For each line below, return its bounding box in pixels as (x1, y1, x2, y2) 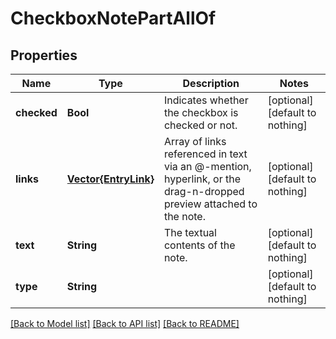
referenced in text (163, 147, 248, 161)
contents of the (163, 238, 236, 252)
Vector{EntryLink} (66, 172, 155, 186)
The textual (163, 226, 217, 239)
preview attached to (163, 197, 258, 211)
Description (182, 77, 240, 90)
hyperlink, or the (163, 172, 242, 186)
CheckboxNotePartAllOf (10, 7, 217, 30)
